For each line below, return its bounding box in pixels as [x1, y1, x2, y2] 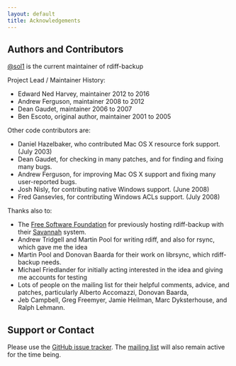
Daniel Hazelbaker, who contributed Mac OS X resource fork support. [17, 140, 221, 149]
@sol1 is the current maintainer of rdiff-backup [7, 62, 144, 71]
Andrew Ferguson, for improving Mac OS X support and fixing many [17, 170, 216, 178]
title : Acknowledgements [7, 17, 81, 24]
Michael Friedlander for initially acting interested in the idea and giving [17, 266, 223, 274]
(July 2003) [17, 147, 52, 156]
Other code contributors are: [7, 126, 91, 135]
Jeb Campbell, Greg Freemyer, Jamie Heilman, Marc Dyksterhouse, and [17, 296, 227, 304]
